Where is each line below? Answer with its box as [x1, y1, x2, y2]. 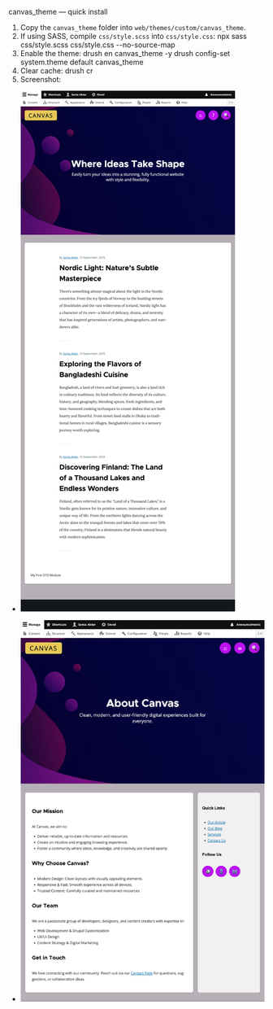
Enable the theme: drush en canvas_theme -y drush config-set [19, 49, 231, 58]
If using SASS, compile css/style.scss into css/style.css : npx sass [19, 32, 248, 41]
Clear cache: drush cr [19, 66, 93, 76]
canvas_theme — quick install [8, 7, 108, 16]
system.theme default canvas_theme [19, 57, 144, 67]
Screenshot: [19, 75, 62, 84]
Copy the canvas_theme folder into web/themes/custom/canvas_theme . [19, 23, 246, 32]
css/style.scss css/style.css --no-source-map [19, 40, 176, 50]
